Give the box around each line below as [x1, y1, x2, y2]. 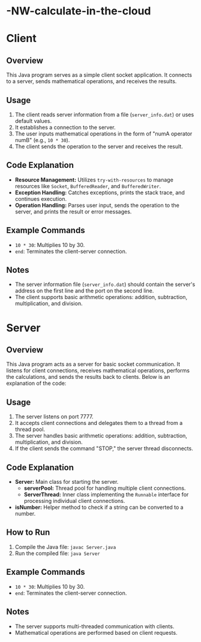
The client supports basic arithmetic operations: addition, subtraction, [14, 294, 188, 301]
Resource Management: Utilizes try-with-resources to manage [14, 176, 174, 183]
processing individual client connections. [23, 498, 125, 505]
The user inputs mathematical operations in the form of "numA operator [14, 130, 193, 137]
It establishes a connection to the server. [14, 124, 116, 131]
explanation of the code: [6, 379, 67, 387]
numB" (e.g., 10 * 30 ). [14, 137, 70, 143]
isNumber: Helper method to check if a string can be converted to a [14, 504, 184, 511]
